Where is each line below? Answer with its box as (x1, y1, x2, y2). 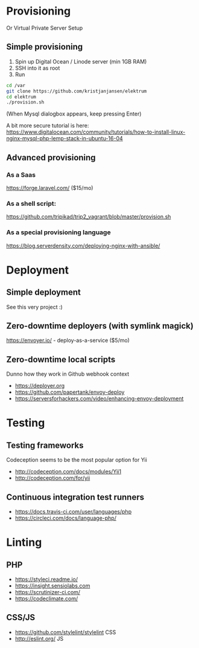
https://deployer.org (14, 382, 65, 390)
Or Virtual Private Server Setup (6, 24, 83, 31)
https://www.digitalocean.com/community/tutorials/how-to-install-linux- (6, 128, 186, 136)
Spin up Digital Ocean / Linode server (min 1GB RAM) (14, 57, 147, 65)
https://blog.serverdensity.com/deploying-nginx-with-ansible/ (6, 242, 160, 249)
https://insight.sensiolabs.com (14, 582, 90, 589)
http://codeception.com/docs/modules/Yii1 (14, 468, 122, 476)
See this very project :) (6, 303, 63, 310)
